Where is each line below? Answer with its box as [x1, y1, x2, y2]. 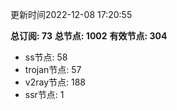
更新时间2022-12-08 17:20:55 [10, 9, 133, 20]
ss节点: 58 [24, 51, 68, 63]
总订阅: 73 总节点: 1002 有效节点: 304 [10, 30, 168, 42]
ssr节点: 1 [24, 89, 65, 100]
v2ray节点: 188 [24, 76, 86, 88]
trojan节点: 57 [24, 64, 82, 75]
